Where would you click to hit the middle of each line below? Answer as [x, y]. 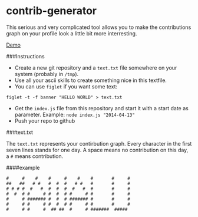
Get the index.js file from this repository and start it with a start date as [101, 108]
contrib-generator [52, 11]
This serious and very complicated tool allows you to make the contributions [99, 27]
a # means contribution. [35, 156]
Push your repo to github [45, 121]
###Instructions [26, 56]
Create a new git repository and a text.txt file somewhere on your [96, 68]
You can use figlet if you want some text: [66, 86]
